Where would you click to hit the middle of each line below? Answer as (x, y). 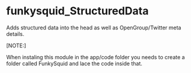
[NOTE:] (16, 45)
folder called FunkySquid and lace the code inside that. (74, 63)
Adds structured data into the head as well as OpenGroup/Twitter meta (94, 28)
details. (15, 34)
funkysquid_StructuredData (77, 11)
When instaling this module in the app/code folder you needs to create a (95, 57)
